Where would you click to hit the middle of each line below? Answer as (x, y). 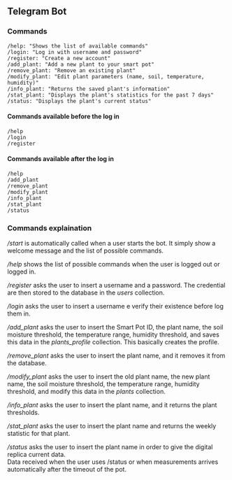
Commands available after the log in (60, 159)
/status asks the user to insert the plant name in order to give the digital (110, 447)
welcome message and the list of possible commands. (86, 250)
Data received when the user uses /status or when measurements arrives (113, 462)
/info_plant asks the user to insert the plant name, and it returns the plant (112, 405)
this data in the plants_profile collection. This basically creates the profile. (113, 342)
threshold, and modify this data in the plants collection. (86, 392)
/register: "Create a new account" (59, 58)
